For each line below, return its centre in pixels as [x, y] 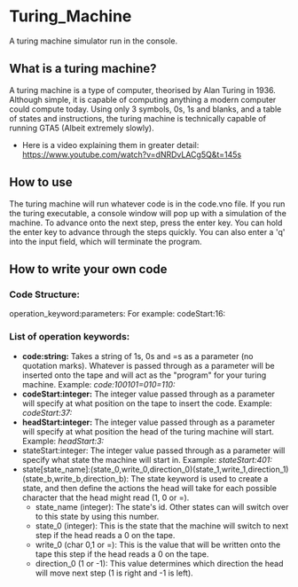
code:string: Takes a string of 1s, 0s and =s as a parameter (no [137, 356]
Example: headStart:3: [63, 441]
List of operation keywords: [70, 337]
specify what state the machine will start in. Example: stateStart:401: [147, 459]
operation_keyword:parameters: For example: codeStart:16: [118, 314]
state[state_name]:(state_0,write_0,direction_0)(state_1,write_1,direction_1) [155, 469]
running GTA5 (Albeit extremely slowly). [82, 128]
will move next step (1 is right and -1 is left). [114, 573]
